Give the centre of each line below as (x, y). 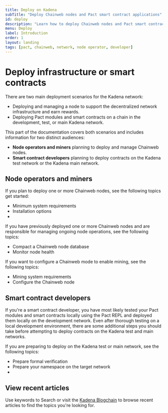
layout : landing (22, 43)
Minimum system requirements (44, 206)
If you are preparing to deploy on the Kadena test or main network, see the (82, 346)
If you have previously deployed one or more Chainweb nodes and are (77, 226)
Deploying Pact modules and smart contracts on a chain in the (76, 117)
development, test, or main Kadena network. (58, 122)
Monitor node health (33, 252)
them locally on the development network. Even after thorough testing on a (82, 321)
